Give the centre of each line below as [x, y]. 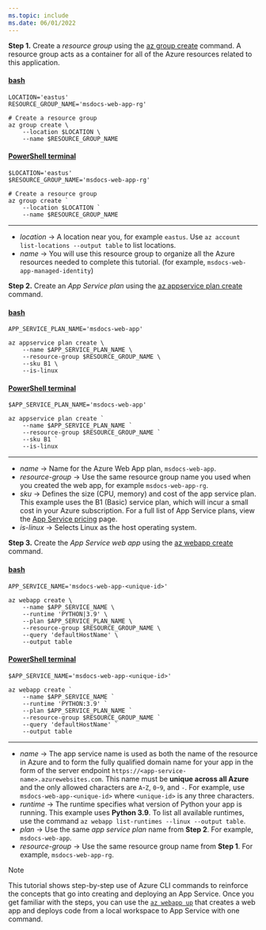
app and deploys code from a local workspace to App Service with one [124, 910]
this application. [34, 62]
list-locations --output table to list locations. [98, 245]
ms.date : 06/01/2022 [42, 23]
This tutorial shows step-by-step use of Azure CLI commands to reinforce [128, 885]
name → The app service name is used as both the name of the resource [139, 753]
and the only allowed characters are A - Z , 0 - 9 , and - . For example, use [132, 787]
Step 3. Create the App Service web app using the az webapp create [121, 543]
